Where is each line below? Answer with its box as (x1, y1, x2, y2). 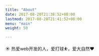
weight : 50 (5, 26, 28, 31)
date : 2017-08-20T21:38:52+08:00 (5, 12, 75, 17)
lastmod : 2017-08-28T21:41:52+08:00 (5, 16, 82, 21)
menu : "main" (5, 21, 33, 26)
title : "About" (5, 7, 37, 12)
